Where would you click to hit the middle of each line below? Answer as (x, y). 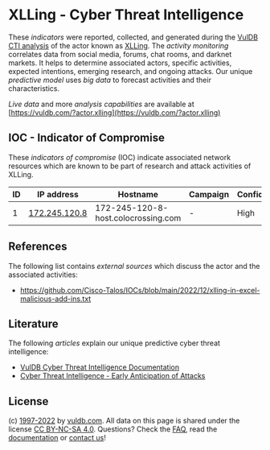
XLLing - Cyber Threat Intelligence (126, 15)
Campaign (209, 194)
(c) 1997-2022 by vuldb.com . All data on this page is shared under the (124, 421)
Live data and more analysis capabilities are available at (101, 104)
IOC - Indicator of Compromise (86, 138)
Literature (33, 324)
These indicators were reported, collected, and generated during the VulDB (133, 37)
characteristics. (34, 88)
